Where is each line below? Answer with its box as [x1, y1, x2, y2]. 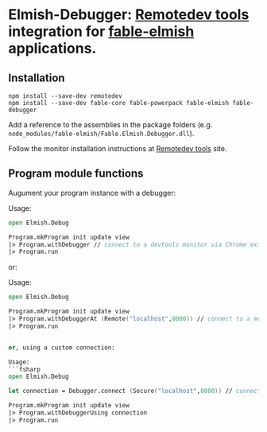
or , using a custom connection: [8, 344, 115, 352]
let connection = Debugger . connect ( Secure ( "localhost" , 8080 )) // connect [8, 387, 261, 395]
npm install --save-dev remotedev [8, 92, 123, 100]
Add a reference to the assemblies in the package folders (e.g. [8, 120, 213, 129]
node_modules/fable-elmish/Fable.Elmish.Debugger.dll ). [8, 129, 195, 138]
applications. [8, 40, 97, 57]
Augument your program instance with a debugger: [8, 188, 176, 197]
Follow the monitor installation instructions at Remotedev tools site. [8, 144, 227, 153]
